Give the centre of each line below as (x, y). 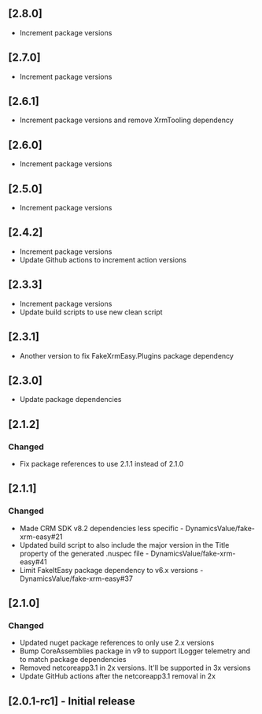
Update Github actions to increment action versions (103, 259)
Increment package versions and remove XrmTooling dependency (126, 120)
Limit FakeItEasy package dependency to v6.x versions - (111, 570)
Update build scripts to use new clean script (91, 312)
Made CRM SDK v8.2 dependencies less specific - (101, 528)
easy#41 (33, 562)
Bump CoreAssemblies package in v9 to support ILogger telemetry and (135, 651)
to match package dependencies (73, 660)
